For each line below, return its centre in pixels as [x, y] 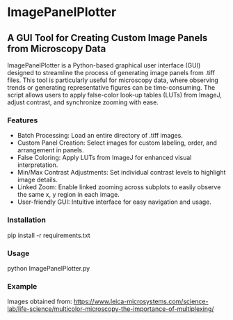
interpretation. [38, 165]
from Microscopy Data [57, 48]
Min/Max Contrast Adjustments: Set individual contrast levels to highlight [121, 173]
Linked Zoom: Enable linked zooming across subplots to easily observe [119, 187]
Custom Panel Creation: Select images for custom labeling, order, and [117, 143]
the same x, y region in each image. [68, 195]
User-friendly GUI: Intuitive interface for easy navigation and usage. [114, 202]
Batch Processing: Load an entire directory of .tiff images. [100, 136]
